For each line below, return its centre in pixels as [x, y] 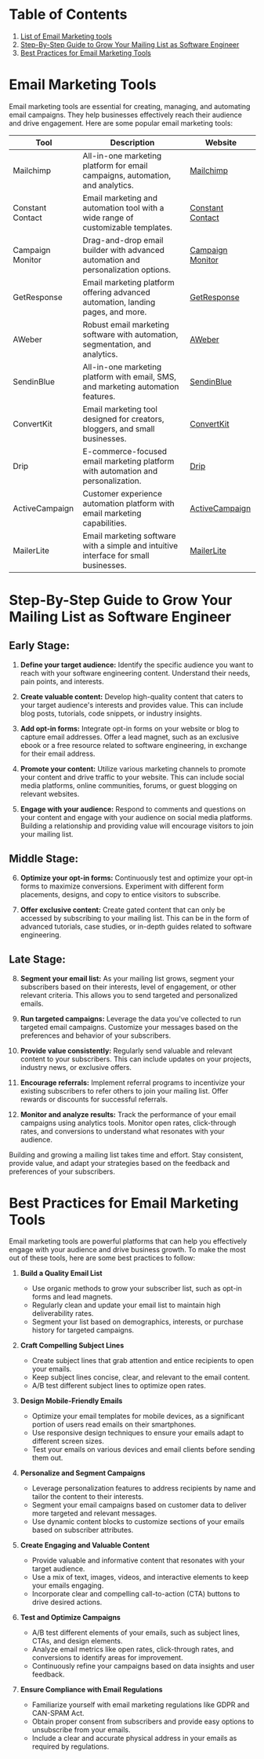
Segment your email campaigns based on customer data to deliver [139, 1505]
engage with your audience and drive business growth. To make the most [127, 1250]
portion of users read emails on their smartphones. [114, 1424]
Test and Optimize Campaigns [70, 1618]
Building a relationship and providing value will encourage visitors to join [137, 826]
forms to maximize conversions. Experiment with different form [122, 886]
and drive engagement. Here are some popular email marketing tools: [121, 123]
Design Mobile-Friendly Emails [71, 1401]
